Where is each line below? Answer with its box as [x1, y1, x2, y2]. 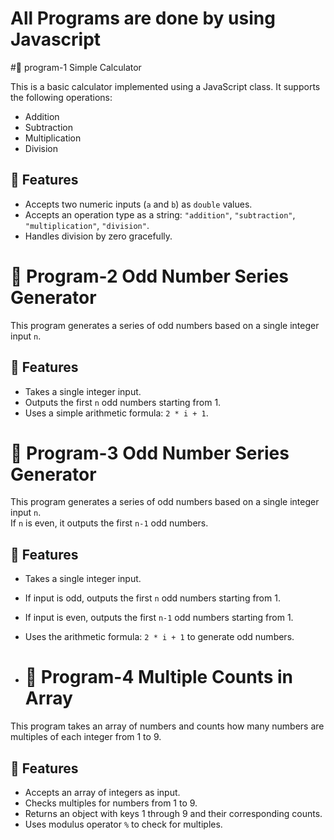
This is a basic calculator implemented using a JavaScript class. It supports [10, 80, 321, 92]
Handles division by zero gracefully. [24, 230, 173, 242]
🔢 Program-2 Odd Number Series [10, 265, 290, 287]
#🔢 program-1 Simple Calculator [10, 61, 142, 73]
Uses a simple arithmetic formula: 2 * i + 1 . [24, 407, 209, 419]
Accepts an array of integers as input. [24, 787, 181, 798]
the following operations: [10, 91, 113, 103]
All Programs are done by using [10, 7, 276, 30]
